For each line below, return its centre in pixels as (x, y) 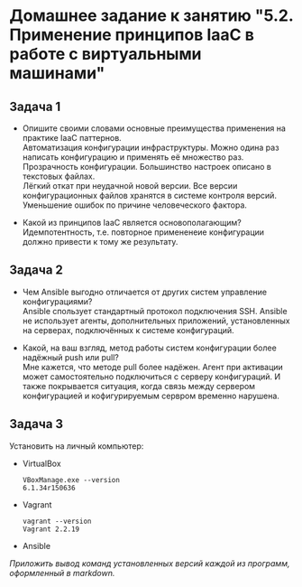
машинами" (57, 74)
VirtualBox (41, 463)
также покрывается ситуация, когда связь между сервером (138, 386)
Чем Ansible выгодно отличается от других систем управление (145, 292)
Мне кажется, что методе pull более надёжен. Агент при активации (153, 367)
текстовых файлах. (59, 176)
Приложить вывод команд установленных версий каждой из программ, (150, 563)
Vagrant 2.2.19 (51, 529)
